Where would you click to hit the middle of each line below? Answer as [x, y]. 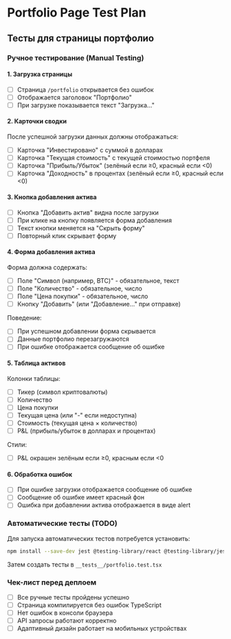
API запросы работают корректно [67, 621]
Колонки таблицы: [34, 378]
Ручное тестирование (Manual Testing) [76, 58]
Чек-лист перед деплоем [52, 582]
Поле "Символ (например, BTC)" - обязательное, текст [98, 281]
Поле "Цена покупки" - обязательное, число [82, 296]
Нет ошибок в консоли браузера [65, 613]
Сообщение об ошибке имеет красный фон [80, 498]
